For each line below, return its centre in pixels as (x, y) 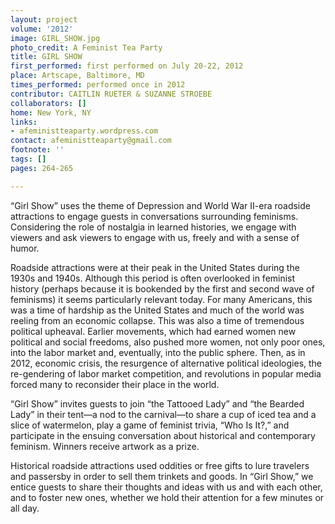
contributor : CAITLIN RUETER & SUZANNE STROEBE (111, 94)
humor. (25, 248)
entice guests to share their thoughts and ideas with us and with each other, (166, 487)
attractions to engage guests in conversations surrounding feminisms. (154, 216)
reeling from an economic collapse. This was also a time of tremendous (157, 320)
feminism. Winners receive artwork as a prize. (105, 446)
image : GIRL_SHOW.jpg (55, 38)
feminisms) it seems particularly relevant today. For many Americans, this (161, 299)
